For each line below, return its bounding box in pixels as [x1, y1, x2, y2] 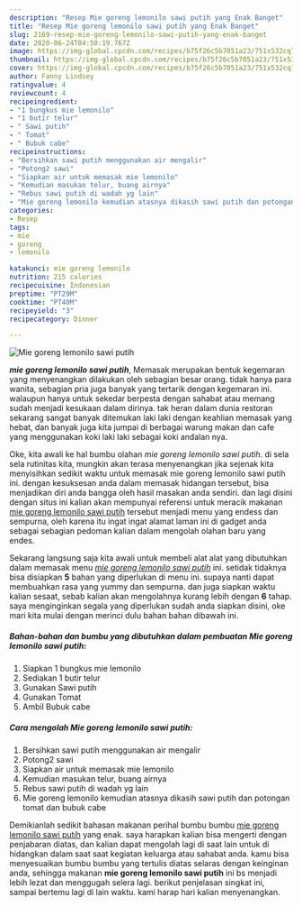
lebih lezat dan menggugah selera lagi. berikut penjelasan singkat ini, [9, 877, 265, 888]
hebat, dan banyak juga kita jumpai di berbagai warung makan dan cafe [9, 422, 275, 433]
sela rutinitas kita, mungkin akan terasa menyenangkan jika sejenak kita [9, 459, 274, 470]
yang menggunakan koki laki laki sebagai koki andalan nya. [9, 432, 228, 443]
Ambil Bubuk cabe [22, 701, 91, 712]
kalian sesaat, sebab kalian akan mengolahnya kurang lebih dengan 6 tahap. [9, 591, 292, 602]
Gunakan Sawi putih [22, 682, 97, 693]
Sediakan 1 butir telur [22, 673, 101, 683]
